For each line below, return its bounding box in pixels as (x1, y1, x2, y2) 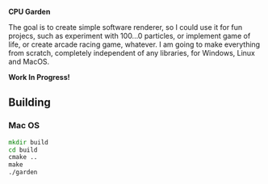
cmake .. (8, 153, 38, 161)
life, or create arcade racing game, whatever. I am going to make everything (8, 40, 261, 49)
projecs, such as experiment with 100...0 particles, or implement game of (8, 31, 251, 40)
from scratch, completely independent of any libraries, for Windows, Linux (8, 48, 256, 57)
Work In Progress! (8, 73, 70, 82)
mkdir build (8, 138, 48, 146)
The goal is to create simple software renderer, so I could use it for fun (8, 23, 243, 31)
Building (8, 96, 51, 110)
